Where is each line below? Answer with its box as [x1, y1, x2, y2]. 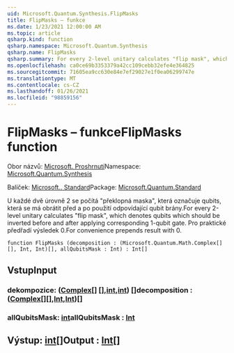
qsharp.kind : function [7, 36, 73, 43]
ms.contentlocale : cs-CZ [7, 81, 79, 88]
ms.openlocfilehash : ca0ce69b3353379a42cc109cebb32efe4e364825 [7, 62, 195, 69]
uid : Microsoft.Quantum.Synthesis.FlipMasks [7, 10, 139, 17]
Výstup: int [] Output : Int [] [7, 334, 120, 346]
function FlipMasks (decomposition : [7, 240, 117, 246]
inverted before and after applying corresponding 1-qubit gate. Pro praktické [7, 219, 226, 227]
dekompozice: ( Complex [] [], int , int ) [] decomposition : [7, 285, 193, 295]
